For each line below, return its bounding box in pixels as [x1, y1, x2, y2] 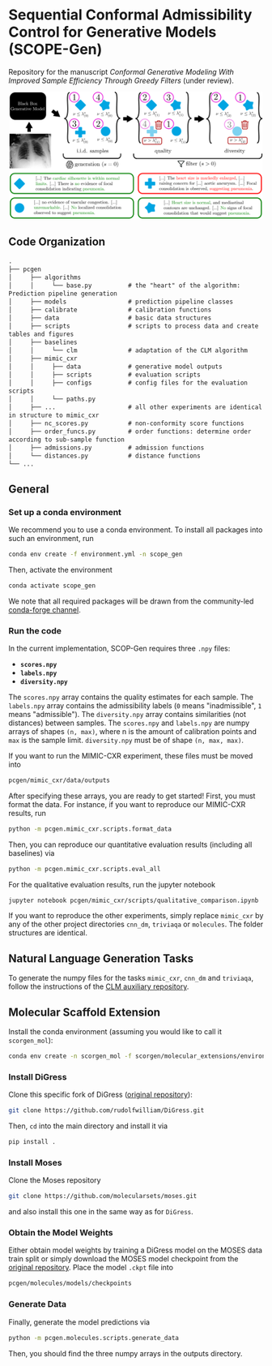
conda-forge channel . [8, 604, 81, 614]
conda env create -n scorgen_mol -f [8, 1052, 132, 1060]
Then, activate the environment [8, 565, 113, 574]
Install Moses [8, 1157, 62, 1168]
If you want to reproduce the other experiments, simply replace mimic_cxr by [8, 911, 264, 921]
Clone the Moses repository [8, 1175, 101, 1185]
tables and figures [8, 330, 74, 338]
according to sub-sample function [8, 436, 125, 444]
